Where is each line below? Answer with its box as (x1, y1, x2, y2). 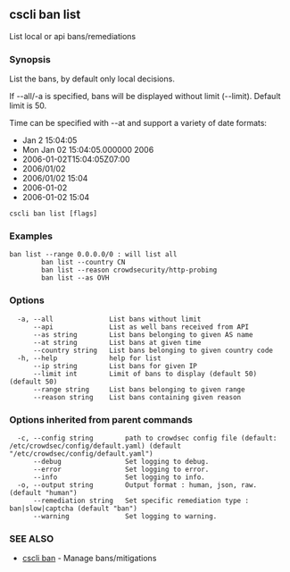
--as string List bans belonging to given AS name (32, 330, 253, 339)
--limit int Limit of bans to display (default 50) (32, 369, 257, 378)
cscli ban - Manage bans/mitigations (21, 553, 157, 564)
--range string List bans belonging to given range (32, 384, 245, 394)
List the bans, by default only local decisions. (9, 73, 176, 84)
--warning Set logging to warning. (32, 512, 218, 521)
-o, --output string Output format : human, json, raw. (17, 481, 257, 490)
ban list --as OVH (41, 273, 110, 282)
